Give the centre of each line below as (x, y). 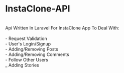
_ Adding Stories (22, 65)
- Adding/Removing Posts (32, 49)
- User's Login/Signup (28, 43)
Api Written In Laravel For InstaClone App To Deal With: (62, 27)
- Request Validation (26, 38)
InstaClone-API (38, 9)
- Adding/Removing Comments (37, 54)
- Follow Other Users (27, 59)
